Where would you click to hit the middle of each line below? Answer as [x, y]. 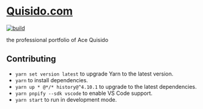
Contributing [31, 59]
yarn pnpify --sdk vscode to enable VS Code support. [84, 93]
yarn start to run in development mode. [66, 99]
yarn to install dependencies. [52, 80]
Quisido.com [40, 11]
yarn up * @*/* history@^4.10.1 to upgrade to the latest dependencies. [106, 86]
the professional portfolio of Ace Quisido [57, 40]
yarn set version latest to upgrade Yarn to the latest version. [94, 74]
